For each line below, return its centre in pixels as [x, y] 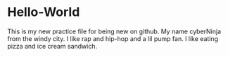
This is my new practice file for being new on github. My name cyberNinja [114, 31]
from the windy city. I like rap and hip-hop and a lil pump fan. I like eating [113, 38]
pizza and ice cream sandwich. [52, 46]
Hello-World [44, 12]
